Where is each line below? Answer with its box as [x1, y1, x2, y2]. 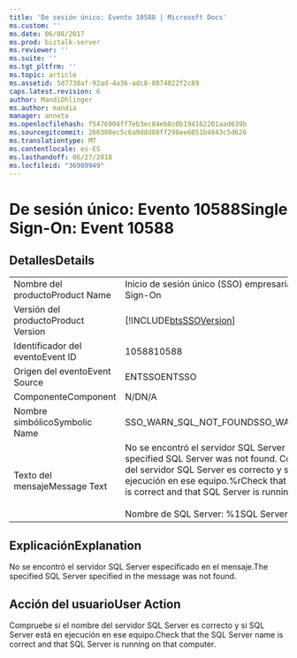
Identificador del [13, 340, 82, 352]
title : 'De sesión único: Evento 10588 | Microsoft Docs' [9, 12, 227, 22]
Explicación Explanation [9, 538, 141, 553]
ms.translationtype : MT [9, 136, 97, 145]
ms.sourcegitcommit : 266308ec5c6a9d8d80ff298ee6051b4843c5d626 [9, 128, 247, 137]
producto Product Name [13, 289, 112, 302]
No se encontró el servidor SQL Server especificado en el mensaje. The [9, 562, 269, 572]
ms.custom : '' [9, 21, 62, 30]
